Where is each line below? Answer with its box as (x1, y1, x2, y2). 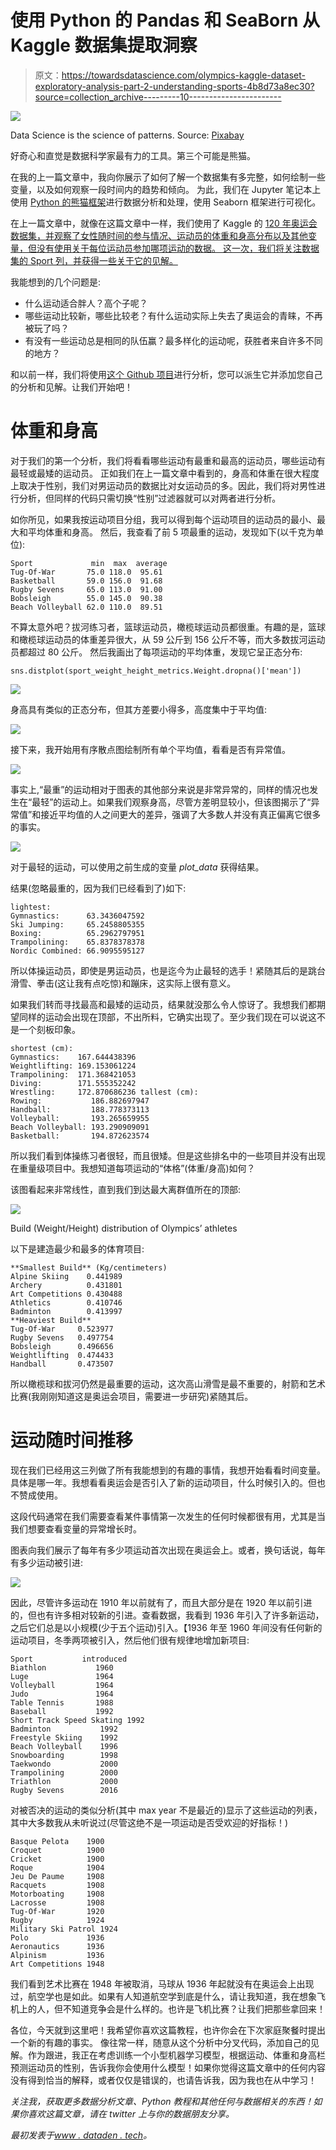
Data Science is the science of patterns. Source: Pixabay (10, 129, 245, 141)
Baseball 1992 (10, 1706, 114, 1716)
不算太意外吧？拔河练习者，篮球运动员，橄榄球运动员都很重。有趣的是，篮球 (10, 621, 326, 633)
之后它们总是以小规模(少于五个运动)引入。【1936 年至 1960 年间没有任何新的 (10, 1621, 323, 1633)
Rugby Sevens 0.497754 (10, 1332, 114, 1343)
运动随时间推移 (10, 1429, 134, 1452)
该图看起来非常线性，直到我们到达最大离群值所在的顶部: (10, 1183, 242, 1195)
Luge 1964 (10, 1671, 114, 1681)
